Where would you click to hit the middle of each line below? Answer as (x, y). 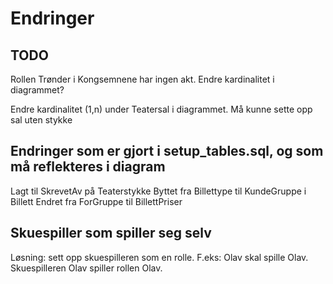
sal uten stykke (41, 120)
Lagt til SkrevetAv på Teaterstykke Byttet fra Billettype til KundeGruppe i (158, 191)
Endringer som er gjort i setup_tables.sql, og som (167, 151)
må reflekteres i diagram (88, 167)
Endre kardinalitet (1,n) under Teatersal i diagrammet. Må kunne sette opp (161, 109)
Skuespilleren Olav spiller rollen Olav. (86, 268)
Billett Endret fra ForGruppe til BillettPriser (96, 201)
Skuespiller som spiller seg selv (111, 233)
